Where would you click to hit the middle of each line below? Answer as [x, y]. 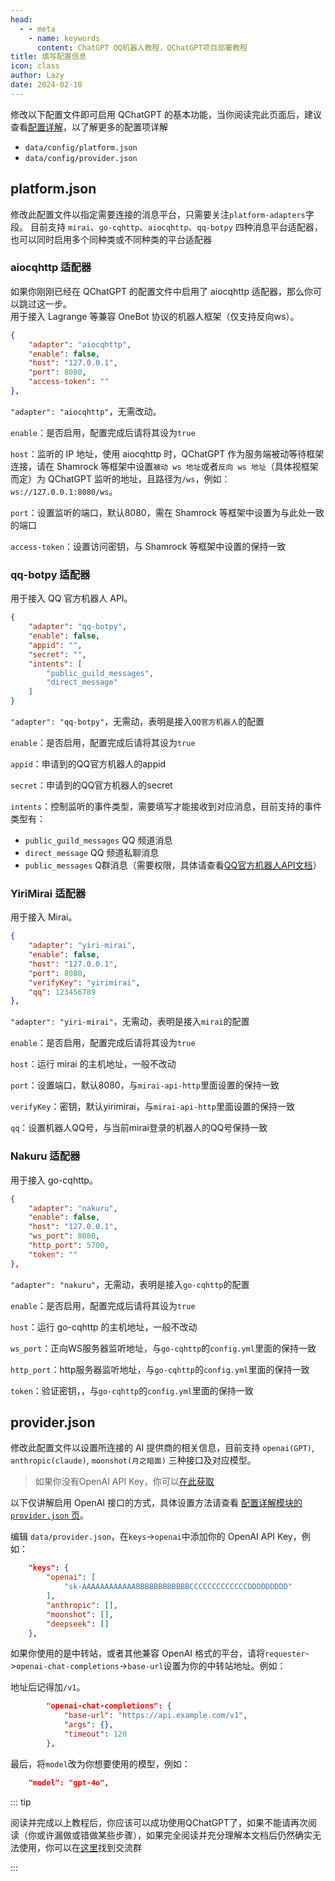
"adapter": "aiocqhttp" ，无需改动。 [86, 411]
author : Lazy [37, 76]
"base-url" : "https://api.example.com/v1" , [155, 1716]
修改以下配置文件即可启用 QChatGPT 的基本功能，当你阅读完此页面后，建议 [166, 114]
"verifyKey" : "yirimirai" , [84, 982]
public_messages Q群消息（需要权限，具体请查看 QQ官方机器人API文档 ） [173, 865]
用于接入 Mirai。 [44, 917]
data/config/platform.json [81, 147]
